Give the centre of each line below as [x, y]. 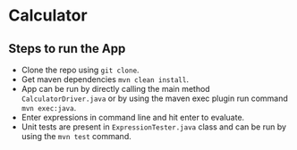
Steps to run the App [67, 49]
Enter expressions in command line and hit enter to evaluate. [133, 117]
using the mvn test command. [76, 136]
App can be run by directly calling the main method [116, 89]
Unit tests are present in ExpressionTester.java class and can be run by [154, 127]
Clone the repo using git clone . [80, 70]
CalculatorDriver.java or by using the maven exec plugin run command [154, 98]
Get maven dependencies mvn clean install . [105, 79]
